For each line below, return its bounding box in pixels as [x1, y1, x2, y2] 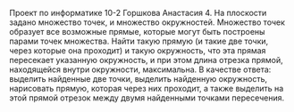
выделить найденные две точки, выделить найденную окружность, [9, 74, 268, 84]
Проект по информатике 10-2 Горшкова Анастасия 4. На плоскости [9, 8, 267, 18]
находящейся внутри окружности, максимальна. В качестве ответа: [9, 64, 272, 75]
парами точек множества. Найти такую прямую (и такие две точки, [9, 36, 269, 46]
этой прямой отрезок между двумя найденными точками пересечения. [9, 92, 284, 103]
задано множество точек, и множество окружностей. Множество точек [9, 17, 286, 28]
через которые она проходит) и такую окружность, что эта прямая [9, 45, 266, 56]
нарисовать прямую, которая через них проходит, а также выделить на [9, 84, 284, 93]
